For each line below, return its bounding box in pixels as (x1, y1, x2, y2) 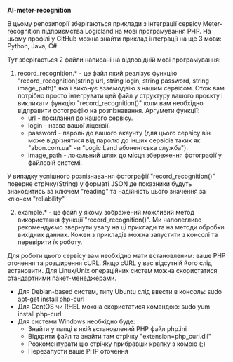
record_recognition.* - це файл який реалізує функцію (17, 69, 178, 77)
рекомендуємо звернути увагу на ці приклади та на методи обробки (17, 223, 225, 231)
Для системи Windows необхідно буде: (17, 317, 135, 326)
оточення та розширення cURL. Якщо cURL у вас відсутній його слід (7, 259, 212, 267)
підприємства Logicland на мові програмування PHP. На (41, 27, 212, 35)
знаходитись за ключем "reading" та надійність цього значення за (7, 187, 206, 195)
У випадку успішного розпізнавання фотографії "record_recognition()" (7, 172, 215, 180)
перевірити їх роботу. (17, 238, 83, 246)
